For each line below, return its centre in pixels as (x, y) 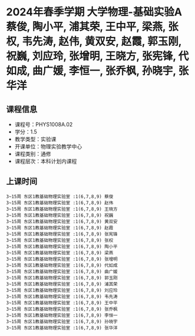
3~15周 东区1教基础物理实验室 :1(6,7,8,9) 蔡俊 (60, 197)
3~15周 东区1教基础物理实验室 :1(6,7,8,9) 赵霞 (60, 228)
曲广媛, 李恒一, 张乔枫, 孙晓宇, (104, 71)
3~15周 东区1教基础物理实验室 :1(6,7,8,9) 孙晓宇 (62, 321)
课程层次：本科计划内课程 (46, 161)
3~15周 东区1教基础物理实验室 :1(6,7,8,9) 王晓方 (62, 209)
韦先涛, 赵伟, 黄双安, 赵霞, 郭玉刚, (102, 41)
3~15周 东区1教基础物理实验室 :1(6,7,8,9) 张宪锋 (62, 234)
